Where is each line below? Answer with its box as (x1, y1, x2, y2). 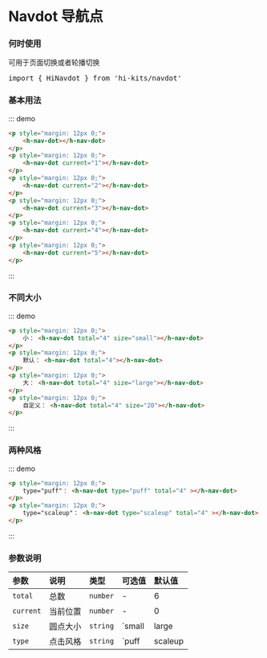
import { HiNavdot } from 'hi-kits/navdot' (8, 74, 182, 83)
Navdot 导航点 (8, 7, 104, 26)
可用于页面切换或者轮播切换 (8, 58, 100, 67)
